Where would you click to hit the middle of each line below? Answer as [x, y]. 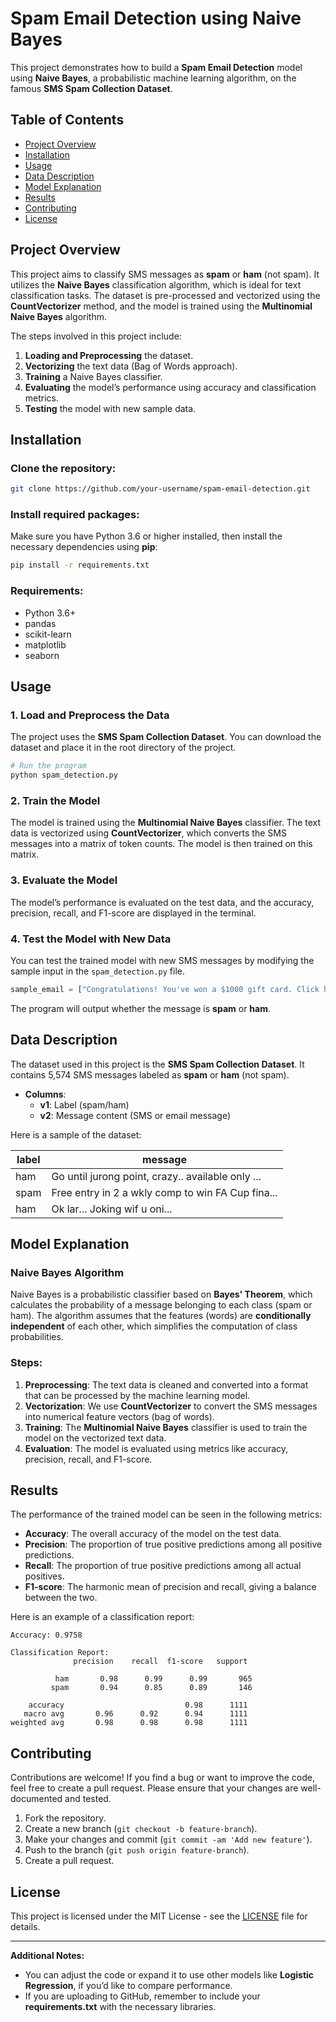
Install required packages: [75, 515]
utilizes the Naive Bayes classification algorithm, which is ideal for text [156, 284]
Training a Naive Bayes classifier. [93, 376]
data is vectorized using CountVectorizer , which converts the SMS [148, 833]
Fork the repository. [65, 1818]
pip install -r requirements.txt [80, 565]
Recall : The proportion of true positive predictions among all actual [163, 1566]
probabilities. [37, 1337]
